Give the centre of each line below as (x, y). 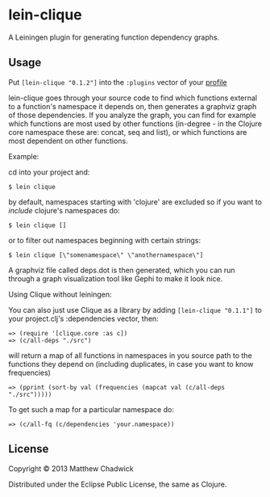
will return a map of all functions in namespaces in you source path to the (130, 355)
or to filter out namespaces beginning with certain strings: (105, 240)
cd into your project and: (49, 172)
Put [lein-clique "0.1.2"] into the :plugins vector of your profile (118, 82)
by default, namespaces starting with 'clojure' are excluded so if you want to (135, 202)
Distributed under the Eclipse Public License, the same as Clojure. (118, 484)
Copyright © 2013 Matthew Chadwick (71, 468)
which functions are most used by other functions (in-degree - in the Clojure (135, 124)
